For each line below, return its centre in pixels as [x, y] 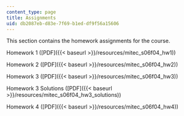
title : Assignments [31, 18]
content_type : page [31, 12]
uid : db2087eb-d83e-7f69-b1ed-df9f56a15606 [63, 23]
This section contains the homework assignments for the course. [88, 41]
